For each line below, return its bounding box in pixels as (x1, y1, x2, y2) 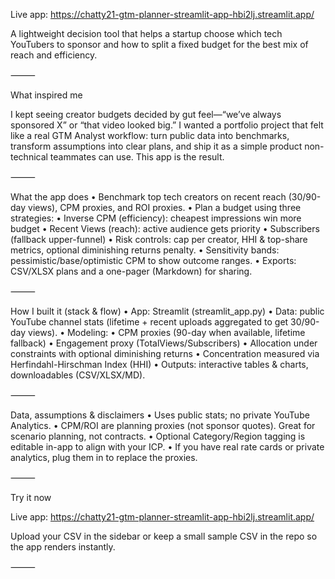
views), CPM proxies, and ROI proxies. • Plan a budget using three (28, 202, 302, 213)
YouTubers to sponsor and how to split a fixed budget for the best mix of (10, 39, 309, 50)
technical (10, 151, 48, 163)
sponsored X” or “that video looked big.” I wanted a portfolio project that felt (10, 119, 324, 131)
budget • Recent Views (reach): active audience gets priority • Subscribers (10, 223, 320, 234)
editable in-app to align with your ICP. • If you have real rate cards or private (10, 441, 325, 453)
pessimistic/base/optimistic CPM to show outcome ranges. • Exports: (10, 255, 297, 266)
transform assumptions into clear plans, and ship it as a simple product (10, 140, 303, 152)
